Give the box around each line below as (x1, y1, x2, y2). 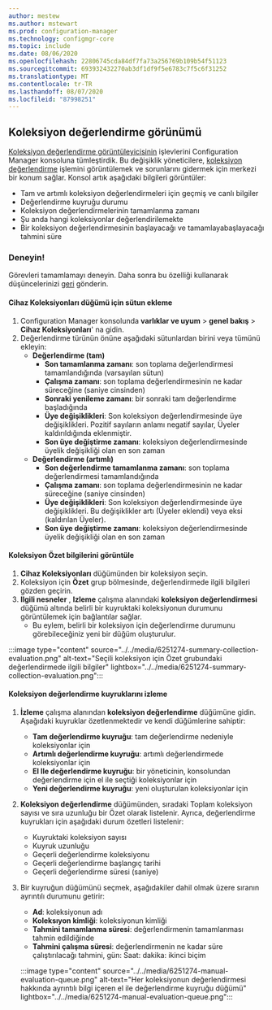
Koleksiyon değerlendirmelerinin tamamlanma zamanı (19, 206, 201, 215)
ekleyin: (19, 342, 47, 351)
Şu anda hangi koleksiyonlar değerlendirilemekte (19, 215, 184, 224)
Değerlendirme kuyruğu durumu (19, 197, 128, 207)
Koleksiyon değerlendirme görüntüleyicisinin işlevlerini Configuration (8, 147, 239, 157)
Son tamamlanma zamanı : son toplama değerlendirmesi (44, 359, 234, 368)
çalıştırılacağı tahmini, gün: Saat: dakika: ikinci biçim (32, 950, 206, 960)
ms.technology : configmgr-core (8, 34, 114, 43)
